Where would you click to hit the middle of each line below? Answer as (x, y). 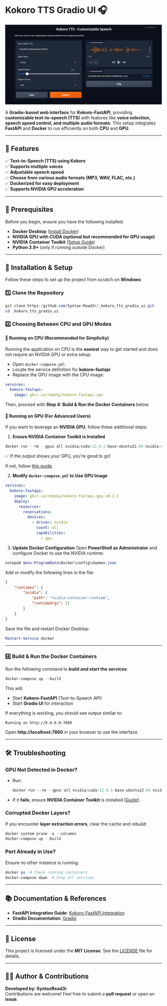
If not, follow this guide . (29, 466)
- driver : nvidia (50, 522)
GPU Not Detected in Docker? (42, 770)
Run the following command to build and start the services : (67, 669)
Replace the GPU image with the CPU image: (58, 375)
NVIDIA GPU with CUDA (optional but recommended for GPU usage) (84, 236)
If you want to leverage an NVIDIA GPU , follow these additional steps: (76, 427)
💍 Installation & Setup (39, 268)
